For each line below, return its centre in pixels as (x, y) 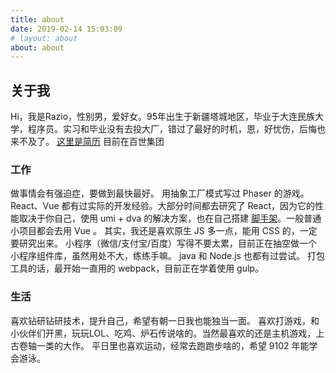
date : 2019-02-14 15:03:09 (66, 29)
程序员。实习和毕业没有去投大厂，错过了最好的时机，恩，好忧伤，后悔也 (176, 129)
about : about (37, 47)
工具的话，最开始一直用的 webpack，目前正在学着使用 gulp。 (137, 268)
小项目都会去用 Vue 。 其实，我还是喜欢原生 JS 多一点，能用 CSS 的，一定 (164, 231)
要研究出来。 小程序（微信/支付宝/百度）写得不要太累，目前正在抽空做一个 (164, 243)
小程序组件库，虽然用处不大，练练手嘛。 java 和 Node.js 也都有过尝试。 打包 (167, 256)
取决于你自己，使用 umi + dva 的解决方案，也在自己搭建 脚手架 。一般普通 (170, 218)
